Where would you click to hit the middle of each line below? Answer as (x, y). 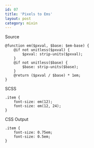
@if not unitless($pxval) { (42, 50)
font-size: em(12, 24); (38, 106)
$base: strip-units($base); (50, 67)
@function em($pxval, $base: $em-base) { (47, 46)
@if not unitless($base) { (41, 63)
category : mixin (21, 23)
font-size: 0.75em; (33, 132)
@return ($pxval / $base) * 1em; (47, 76)
